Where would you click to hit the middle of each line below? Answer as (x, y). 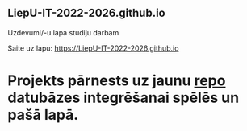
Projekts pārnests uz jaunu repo (117, 80)
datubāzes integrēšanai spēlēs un (123, 98)
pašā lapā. (43, 115)
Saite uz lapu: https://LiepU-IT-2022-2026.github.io (93, 48)
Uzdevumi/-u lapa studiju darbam (63, 32)
